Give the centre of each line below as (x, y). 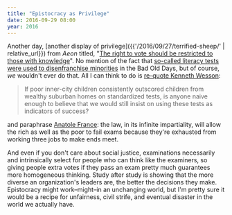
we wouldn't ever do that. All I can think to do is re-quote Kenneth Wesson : (114, 76)
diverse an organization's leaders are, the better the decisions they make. (112, 182)
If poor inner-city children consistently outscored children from (114, 89)
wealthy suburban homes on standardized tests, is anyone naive (116, 96)
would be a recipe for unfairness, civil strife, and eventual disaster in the (110, 197)
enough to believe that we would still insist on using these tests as (118, 104)
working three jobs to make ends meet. (63, 139)
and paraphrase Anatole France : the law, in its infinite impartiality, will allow (114, 125)
